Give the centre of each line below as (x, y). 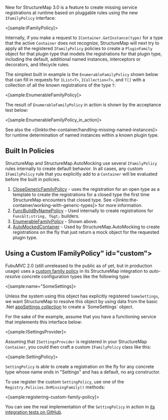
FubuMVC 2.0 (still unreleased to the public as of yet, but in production (79, 266)
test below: (17, 110)
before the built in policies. (33, 179)
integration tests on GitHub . (34, 412)
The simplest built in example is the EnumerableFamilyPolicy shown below (82, 74)
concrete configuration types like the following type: (76, 276)
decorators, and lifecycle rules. (37, 65)
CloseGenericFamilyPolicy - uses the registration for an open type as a (86, 189)
